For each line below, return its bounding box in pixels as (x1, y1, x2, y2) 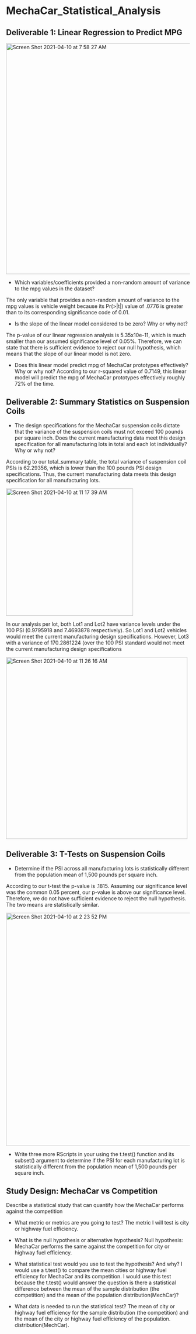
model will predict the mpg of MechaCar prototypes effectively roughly (14, 374, 185, 381)
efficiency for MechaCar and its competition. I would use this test (14, 1273, 171, 1280)
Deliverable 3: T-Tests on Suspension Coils (6, 849, 166, 859)
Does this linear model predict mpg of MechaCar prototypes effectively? (14, 362, 188, 368)
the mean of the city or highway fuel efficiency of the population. (14, 1315, 171, 1322)
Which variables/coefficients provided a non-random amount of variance (14, 279, 190, 286)
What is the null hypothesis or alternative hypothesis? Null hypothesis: (14, 1237, 184, 1244)
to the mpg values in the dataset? (14, 285, 95, 292)
